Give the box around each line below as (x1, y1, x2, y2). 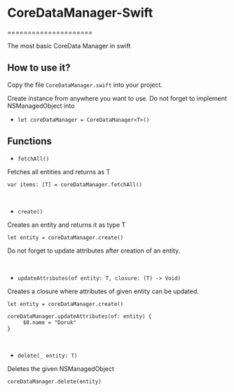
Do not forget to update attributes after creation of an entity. (7, 246, 181, 255)
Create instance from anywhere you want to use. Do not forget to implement (7, 94, 228, 102)
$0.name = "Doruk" (22, 318, 77, 326)
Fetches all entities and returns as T (7, 167, 111, 176)
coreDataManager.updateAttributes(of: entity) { (7, 313, 152, 320)
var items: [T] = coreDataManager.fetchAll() (7, 181, 142, 188)
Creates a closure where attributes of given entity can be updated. (7, 287, 200, 295)
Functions (7, 135, 53, 148)
